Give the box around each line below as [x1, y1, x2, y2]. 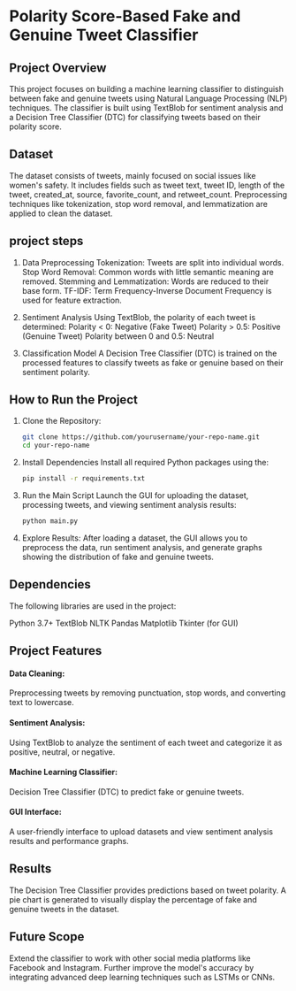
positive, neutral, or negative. [9, 746, 116, 757]
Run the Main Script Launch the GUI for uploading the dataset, [21, 490, 249, 501]
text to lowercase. [9, 697, 75, 708]
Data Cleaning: [9, 668, 65, 679]
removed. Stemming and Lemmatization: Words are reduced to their [21, 276, 269, 287]
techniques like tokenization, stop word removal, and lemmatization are [9, 198, 268, 209]
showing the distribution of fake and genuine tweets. [21, 551, 215, 562]
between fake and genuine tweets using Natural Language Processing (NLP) [9, 93, 288, 104]
